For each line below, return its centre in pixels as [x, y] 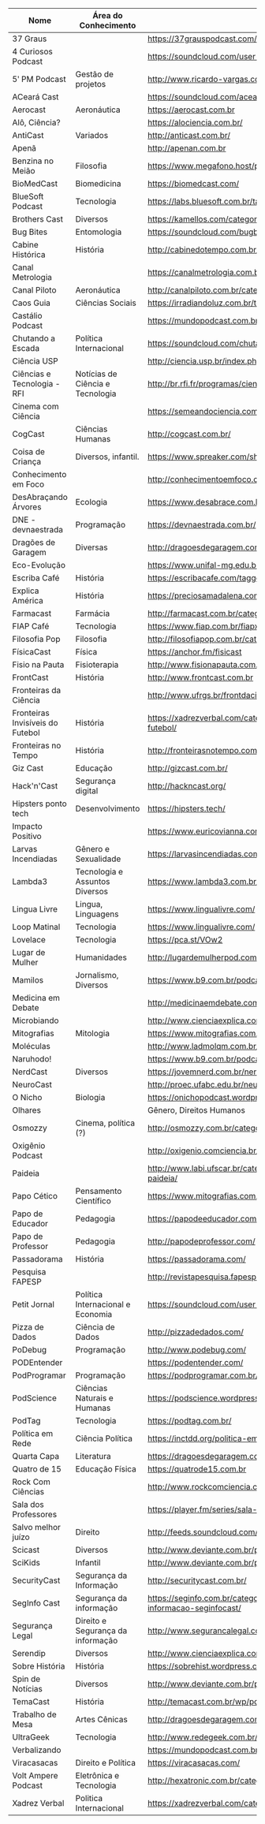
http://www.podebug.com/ [197, 1350]
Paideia [26, 1173]
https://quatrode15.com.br [197, 1469]
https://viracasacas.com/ [194, 1763]
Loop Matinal [36, 927]
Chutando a [34, 338]
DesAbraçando [40, 497]
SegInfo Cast [36, 1603]
